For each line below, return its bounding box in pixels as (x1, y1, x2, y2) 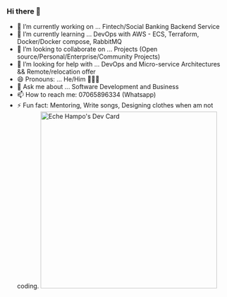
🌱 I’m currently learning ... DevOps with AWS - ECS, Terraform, (16, 30, 200, 38)
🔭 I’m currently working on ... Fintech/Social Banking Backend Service (16, 23, 220, 31)
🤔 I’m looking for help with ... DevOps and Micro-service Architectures (16, 60, 221, 69)
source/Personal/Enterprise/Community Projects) (16, 52, 161, 61)
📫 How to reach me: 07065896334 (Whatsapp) (16, 91, 157, 99)
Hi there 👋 (6, 6, 42, 16)
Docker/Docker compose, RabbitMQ (16, 37, 123, 46)
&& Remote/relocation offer (16, 67, 96, 76)
